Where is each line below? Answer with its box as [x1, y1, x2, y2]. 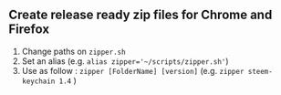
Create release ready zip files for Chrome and [8, 7, 273, 23]
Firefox [8, 22, 50, 37]
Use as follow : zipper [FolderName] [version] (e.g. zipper [21, 65, 245, 76]
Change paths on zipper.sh [21, 46, 126, 57]
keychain [21, 77, 56, 86]
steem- [247, 67, 273, 76]
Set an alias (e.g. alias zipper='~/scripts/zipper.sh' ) [21, 55, 229, 67]
